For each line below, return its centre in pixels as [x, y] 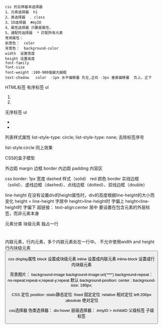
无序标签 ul [16, 112]
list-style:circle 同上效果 [29, 147]
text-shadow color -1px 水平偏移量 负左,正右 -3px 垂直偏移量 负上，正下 [78, 77]
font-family [17, 63]
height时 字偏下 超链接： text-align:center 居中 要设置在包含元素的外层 [75, 207]
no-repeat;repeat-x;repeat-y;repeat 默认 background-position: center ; [70, 280]
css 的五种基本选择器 [24, 7]
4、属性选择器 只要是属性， [29, 28]
